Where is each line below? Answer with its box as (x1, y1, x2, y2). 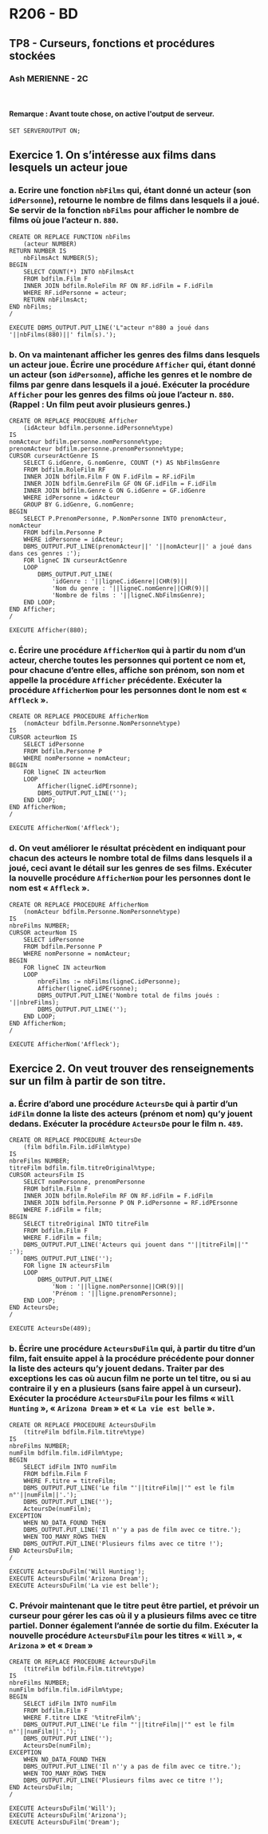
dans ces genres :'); (9, 549, 81, 558)
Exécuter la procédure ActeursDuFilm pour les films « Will (9, 1393, 235, 1404)
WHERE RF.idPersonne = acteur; (23, 289, 128, 297)
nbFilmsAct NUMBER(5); (23, 254, 99, 262)
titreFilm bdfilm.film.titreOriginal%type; (9, 1164, 156, 1172)
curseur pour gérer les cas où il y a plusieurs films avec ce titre (9, 1610, 258, 1621)
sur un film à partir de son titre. (9, 1074, 167, 1088)
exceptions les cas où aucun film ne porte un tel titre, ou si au (9, 1373, 251, 1384)
